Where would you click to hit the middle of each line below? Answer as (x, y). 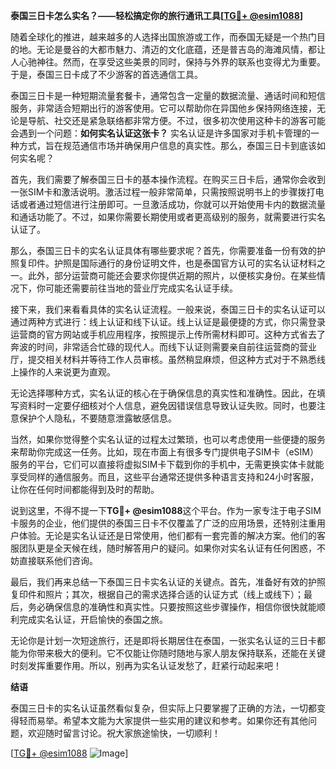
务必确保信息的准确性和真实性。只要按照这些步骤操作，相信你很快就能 (172, 607)
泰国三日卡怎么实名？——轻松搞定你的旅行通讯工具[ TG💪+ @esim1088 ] (157, 15)
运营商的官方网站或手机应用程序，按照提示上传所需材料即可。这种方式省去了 (168, 334)
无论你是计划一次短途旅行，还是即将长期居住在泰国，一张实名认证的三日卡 (163, 640)
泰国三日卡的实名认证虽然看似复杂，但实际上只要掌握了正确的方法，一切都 (163, 708)
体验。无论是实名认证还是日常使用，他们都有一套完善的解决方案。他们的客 (172, 535)
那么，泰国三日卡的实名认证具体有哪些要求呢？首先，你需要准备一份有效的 (163, 250)
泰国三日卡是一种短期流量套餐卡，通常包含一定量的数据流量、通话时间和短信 (168, 95)
